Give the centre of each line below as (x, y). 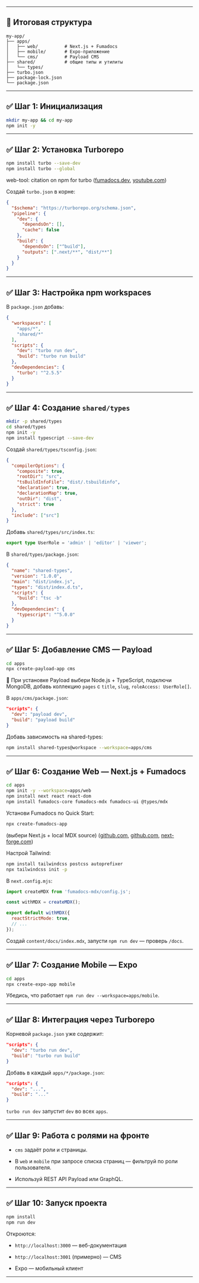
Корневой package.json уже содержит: (55, 1034)
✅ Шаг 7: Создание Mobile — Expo (72, 965)
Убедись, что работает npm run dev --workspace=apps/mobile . (83, 996)
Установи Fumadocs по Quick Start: (50, 813)
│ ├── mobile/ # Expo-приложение (58, 52)
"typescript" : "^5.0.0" (46, 615)
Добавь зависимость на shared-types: (55, 737)
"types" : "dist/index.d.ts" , (47, 587)
